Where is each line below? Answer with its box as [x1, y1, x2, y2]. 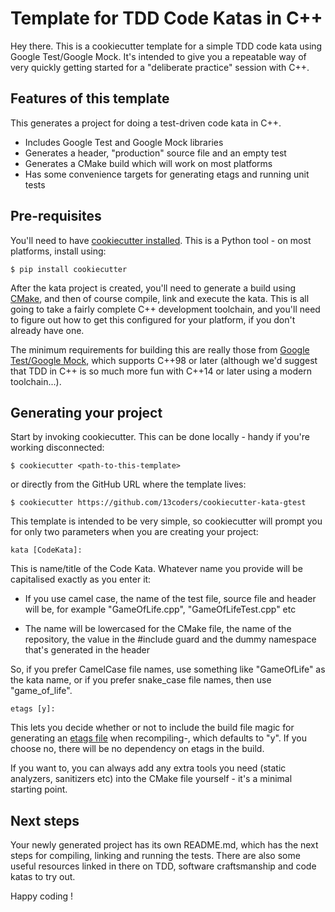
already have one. [10, 324, 85, 336]
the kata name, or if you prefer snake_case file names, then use [10, 674, 272, 686]
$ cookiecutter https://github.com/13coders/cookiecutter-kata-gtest [10, 498, 307, 508]
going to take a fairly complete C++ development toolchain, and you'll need [10, 303, 321, 315]
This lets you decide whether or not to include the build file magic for [10, 722, 295, 734]
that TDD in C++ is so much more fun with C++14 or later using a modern [10, 365, 312, 377]
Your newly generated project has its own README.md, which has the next [10, 839, 319, 851]
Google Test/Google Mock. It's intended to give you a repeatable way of [10, 50, 307, 62]
